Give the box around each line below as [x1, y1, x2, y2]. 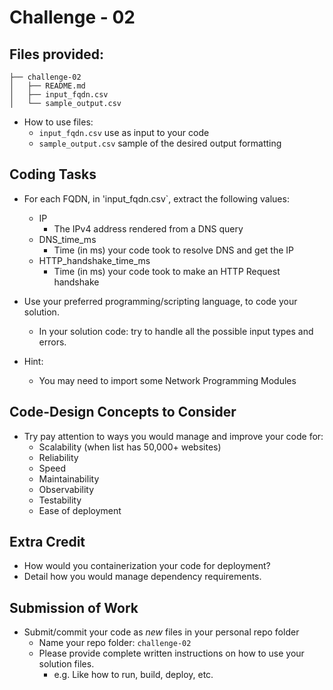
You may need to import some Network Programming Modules [38, 374, 297, 386]
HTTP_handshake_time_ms [38, 254, 151, 266]
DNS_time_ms [38, 233, 97, 245]
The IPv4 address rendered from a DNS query [53, 222, 244, 235]
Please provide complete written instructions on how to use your [38, 647, 305, 660]
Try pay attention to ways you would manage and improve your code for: [23, 430, 324, 442]
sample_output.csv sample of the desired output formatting [38, 137, 282, 149]
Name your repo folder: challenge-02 [38, 637, 192, 649]
